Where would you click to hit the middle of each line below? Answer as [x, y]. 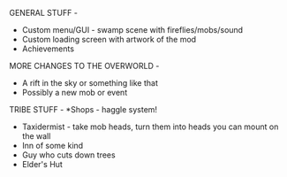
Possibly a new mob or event [75, 92]
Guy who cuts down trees [69, 155]
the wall [36, 136]
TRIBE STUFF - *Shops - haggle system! [83, 109]
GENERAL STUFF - [43, 13]
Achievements [48, 49]
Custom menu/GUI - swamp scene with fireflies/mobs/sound [132, 30]
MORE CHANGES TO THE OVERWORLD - [84, 66]
